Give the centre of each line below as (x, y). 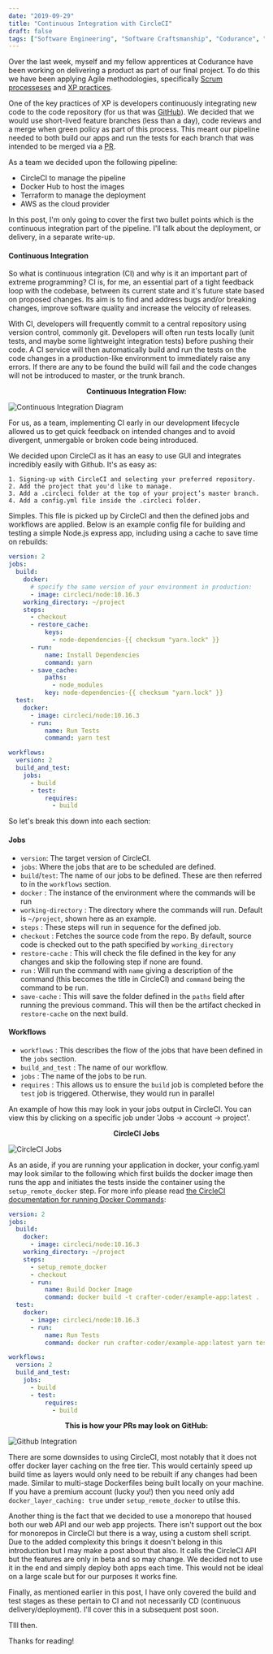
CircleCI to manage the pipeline (73, 178)
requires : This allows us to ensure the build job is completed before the (142, 1084)
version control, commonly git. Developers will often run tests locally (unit (131, 332)
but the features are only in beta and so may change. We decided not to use (135, 1559)
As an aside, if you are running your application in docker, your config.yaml (134, 1165)
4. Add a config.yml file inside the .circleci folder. (105, 501)
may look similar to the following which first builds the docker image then (131, 1173)
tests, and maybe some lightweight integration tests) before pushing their (131, 341)
